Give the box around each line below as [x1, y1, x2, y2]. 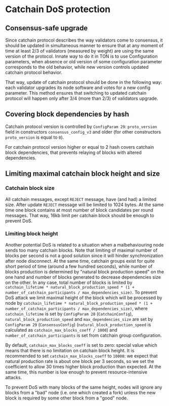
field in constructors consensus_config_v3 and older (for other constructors [5, 129, 161, 135]
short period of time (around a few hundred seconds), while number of [5, 263, 153, 269]
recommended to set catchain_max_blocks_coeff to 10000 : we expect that [5, 353, 158, 359]
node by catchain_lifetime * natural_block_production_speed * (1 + [5, 300, 153, 306]
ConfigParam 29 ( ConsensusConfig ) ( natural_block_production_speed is [5, 321, 151, 328]
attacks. [5, 374, 22, 380]
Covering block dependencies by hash [5, 110, 129, 118]
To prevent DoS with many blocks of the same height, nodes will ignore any [5, 384, 162, 390]
